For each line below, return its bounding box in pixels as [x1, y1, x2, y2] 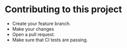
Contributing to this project [5, 4, 122, 15]
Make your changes [12, 26, 54, 32]
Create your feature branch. [12, 20, 71, 27]
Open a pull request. [12, 31, 56, 37]
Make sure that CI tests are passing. [12, 37, 88, 43]
